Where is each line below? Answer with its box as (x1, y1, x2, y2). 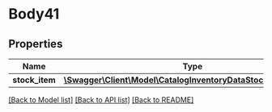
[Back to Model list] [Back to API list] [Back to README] (8, 95, 194, 105)
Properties (8, 37, 63, 51)
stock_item (12, 74, 57, 85)
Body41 (8, 5, 60, 23)
